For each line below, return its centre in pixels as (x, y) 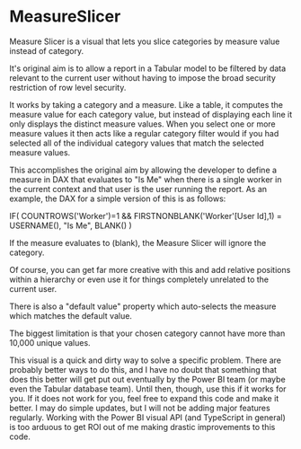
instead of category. (47, 50)
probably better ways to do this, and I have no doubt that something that (143, 369)
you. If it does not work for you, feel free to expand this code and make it (144, 398)
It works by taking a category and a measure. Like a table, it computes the (146, 104)
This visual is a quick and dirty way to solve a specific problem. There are (145, 360)
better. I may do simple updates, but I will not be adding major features (140, 408)
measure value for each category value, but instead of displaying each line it (151, 114)
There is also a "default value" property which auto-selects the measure (143, 306)
